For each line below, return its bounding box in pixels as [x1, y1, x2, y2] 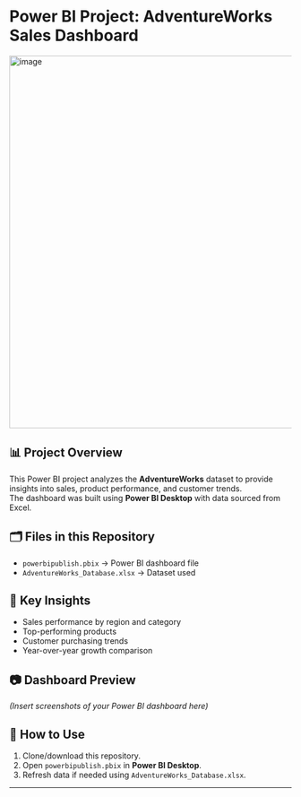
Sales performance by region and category [21, 617, 182, 628]
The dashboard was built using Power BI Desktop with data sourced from [9, 492, 280, 503]
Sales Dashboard [9, 25, 139, 46]
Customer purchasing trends [21, 636, 128, 646]
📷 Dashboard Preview [9, 672, 136, 688]
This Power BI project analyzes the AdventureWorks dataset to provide [9, 473, 273, 484]
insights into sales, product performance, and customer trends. [9, 482, 243, 494]
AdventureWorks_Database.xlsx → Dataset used [21, 567, 196, 577]
